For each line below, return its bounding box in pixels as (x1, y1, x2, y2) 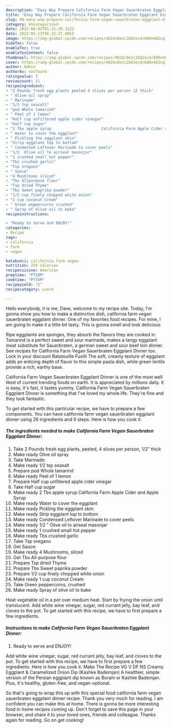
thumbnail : (6, 55, 29, 60)
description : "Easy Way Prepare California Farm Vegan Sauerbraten (6, 7, 152, 13)
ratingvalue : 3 (6, 74, 38, 79)
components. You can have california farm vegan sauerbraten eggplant (6, 411, 155, 417)
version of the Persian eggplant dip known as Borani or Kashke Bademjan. (6, 674, 161, 681)
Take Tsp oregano (13, 538, 51, 544)
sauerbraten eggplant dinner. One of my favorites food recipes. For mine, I (6, 316, 161, 322)
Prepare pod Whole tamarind (13, 468, 74, 474)
